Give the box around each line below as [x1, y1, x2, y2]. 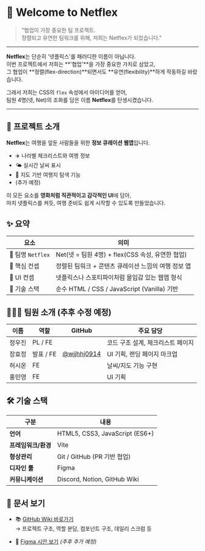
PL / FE [32, 338, 53, 347]
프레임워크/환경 [9, 441, 52, 450]
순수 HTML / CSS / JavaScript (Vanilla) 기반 [56, 284, 179, 293]
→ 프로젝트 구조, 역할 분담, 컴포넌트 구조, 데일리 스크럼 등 [15, 525, 152, 532]
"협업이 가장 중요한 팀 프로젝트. [21, 26, 96, 34]
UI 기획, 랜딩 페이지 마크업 [106, 350, 178, 359]
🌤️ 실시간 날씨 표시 [15, 161, 61, 168]
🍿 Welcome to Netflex [6, 5, 118, 20]
